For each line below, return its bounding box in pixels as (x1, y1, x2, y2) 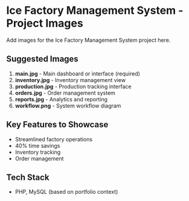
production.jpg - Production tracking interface (14, 83, 132, 90)
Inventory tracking (14, 148, 61, 156)
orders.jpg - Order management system (14, 89, 116, 97)
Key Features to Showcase (6, 120, 109, 130)
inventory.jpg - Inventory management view (14, 76, 126, 83)
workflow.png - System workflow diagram (14, 102, 121, 109)
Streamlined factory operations (14, 135, 92, 142)
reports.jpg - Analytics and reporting (14, 95, 107, 103)
